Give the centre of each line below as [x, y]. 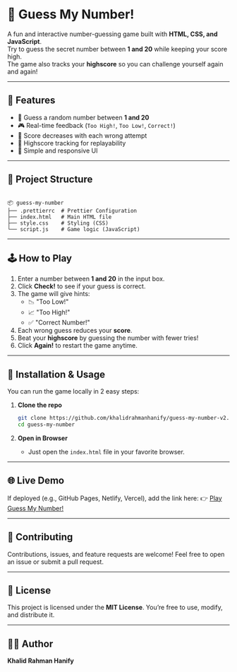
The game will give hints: [54, 294]
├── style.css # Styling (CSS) [58, 223]
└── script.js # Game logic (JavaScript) [74, 229]
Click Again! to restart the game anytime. [77, 346]
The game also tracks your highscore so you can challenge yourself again [115, 64]
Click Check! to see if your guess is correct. [81, 286]
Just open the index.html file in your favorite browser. [106, 452]
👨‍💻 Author [30, 643]
